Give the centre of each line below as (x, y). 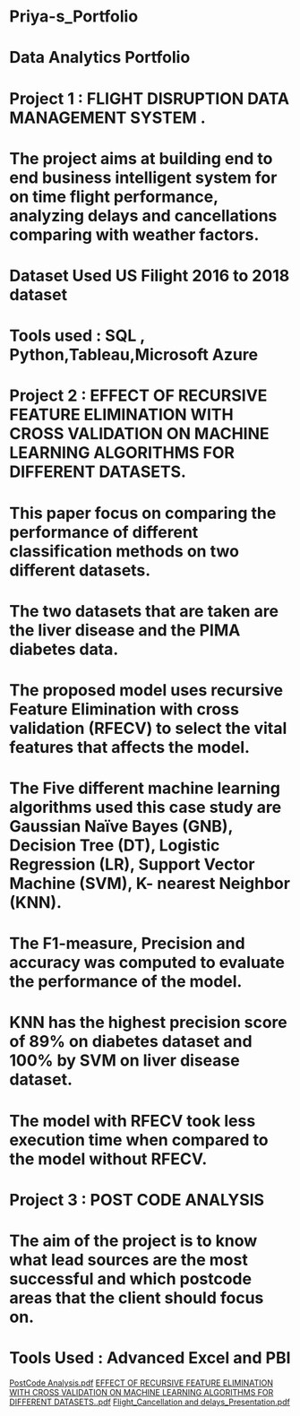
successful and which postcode (131, 1279)
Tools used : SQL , (77, 336)
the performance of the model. (126, 982)
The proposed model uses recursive (146, 690)
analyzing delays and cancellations (143, 216)
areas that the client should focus (137, 1298)
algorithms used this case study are (146, 807)
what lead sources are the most (129, 1260)
